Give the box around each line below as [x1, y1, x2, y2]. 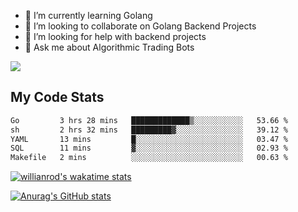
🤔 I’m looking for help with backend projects [24, 31, 207, 42]
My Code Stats [10, 89, 105, 106]
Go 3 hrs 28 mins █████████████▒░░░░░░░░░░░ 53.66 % [10, 115, 288, 125]
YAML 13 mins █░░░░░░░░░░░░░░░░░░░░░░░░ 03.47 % [10, 134, 288, 144]
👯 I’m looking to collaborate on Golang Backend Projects [24, 20, 257, 32]
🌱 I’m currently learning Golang [24, 10, 153, 21]
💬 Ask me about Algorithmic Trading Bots [24, 41, 195, 53]
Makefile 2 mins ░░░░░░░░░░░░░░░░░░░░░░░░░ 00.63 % [10, 153, 288, 163]
